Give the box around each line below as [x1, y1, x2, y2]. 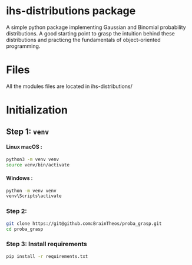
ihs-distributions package [6, 4, 136, 18]
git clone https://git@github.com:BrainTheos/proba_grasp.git [6, 220, 162, 227]
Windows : [6, 175, 33, 181]
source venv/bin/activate [6, 162, 69, 168]
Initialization [6, 103, 68, 117]
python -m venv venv [6, 188, 57, 194]
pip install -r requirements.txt [6, 253, 88, 259]
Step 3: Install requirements [6, 240, 87, 248]
